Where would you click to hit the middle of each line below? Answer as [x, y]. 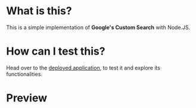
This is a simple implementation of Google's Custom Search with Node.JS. [98, 27]
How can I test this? [56, 51]
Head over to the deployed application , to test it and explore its [83, 68]
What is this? [39, 11]
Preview [27, 98]
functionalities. [24, 74]
